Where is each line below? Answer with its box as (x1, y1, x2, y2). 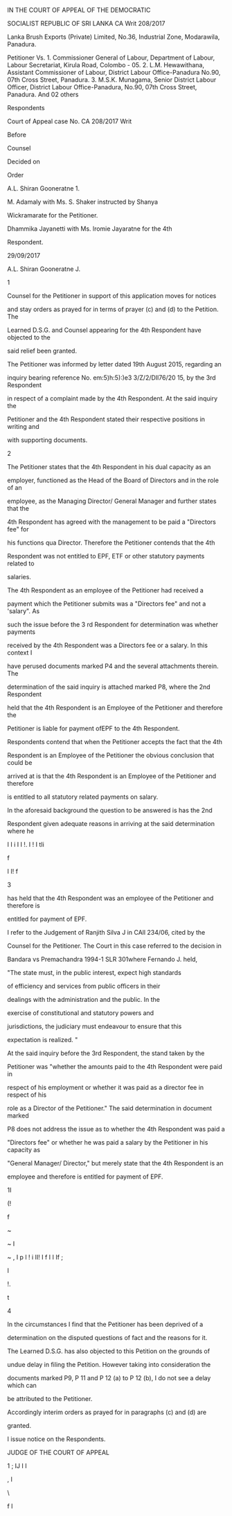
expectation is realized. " (7, 1036, 78, 1043)
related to (7, 559, 35, 567)
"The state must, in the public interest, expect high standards (7, 969, 181, 976)
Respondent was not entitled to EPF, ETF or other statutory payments (7, 552, 205, 560)
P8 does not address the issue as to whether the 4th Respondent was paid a (7, 1125, 225, 1133)
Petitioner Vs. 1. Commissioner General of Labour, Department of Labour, (7, 53, 215, 62)
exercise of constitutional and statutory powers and (7, 1009, 154, 1017)
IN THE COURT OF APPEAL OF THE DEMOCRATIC (7, 6, 151, 14)
